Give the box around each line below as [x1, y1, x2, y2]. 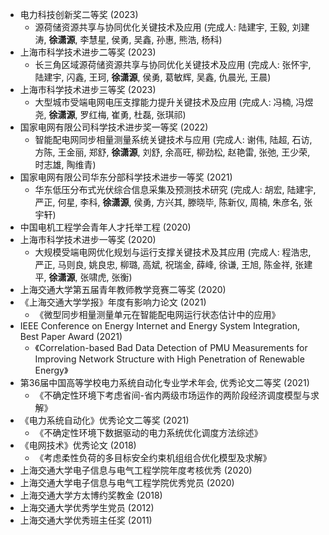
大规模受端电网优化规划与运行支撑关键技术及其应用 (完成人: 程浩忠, [34, 246, 312, 258]
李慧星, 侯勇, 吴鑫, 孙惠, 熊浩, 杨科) [79, 34, 223, 45]
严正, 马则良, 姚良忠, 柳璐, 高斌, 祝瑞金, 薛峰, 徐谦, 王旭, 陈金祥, [34, 259, 293, 270]
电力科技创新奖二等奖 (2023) [19, 9, 139, 20]
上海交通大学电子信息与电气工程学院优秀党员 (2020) [19, 477, 235, 488]
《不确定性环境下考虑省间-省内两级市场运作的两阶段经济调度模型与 [34, 389, 312, 401]
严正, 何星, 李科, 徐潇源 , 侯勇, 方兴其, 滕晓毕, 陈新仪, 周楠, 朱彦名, [34, 196, 302, 208]
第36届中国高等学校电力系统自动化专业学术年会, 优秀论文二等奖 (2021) [19, 377, 310, 388]
